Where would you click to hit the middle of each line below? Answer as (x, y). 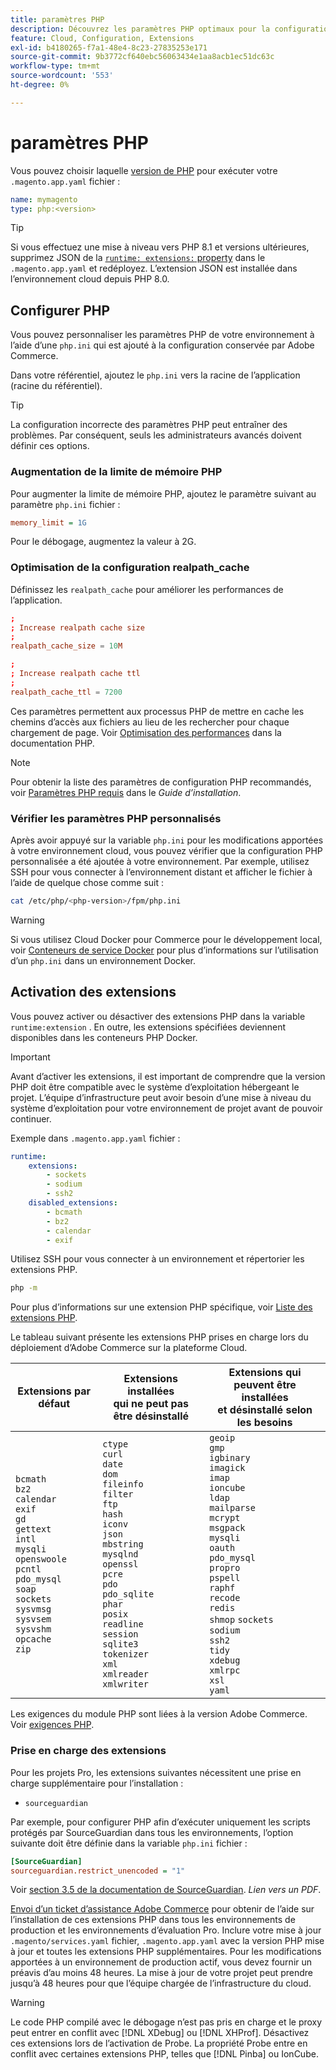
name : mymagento (44, 199)
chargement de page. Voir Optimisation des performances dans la (146, 732)
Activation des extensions (93, 992)
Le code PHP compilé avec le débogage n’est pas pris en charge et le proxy (166, 2022)
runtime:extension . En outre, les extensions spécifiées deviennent (148, 1027)
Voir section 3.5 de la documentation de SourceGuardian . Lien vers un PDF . (166, 1890)
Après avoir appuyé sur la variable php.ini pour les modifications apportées (167, 840)
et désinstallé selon (265, 1410)
